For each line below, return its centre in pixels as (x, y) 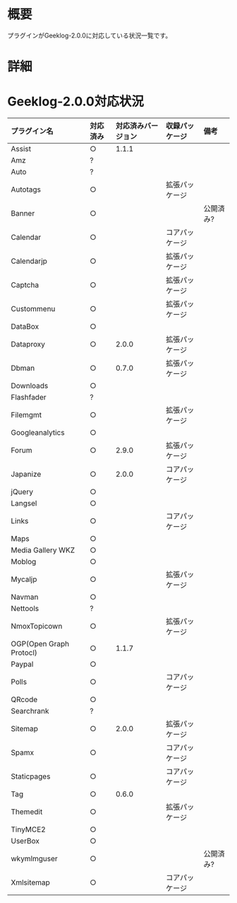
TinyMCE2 (28, 829)
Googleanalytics (38, 433)
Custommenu (33, 309)
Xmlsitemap (31, 882)
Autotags (26, 190)
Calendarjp (29, 261)
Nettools (25, 609)
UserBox (25, 841)
